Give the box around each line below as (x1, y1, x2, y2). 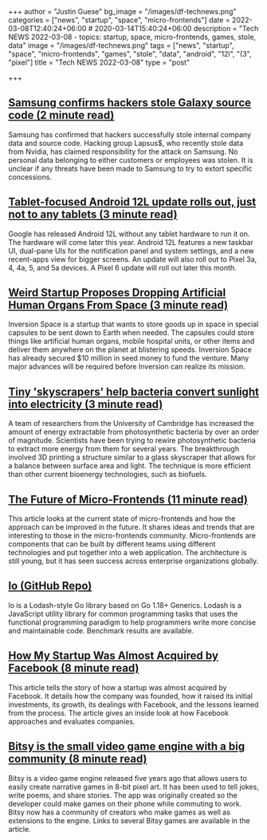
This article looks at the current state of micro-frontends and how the (8, 514, 236, 523)
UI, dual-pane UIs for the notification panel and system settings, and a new (8, 246, 255, 255)
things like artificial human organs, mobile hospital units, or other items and (8, 337, 255, 346)
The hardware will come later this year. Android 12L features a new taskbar (8, 237, 253, 246)
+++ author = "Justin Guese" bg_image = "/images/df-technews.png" (8, 7, 237, 16)
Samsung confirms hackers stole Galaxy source (8, 96, 252, 110)
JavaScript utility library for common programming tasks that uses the (8, 609, 238, 618)
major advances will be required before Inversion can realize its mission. (8, 362, 245, 372)
